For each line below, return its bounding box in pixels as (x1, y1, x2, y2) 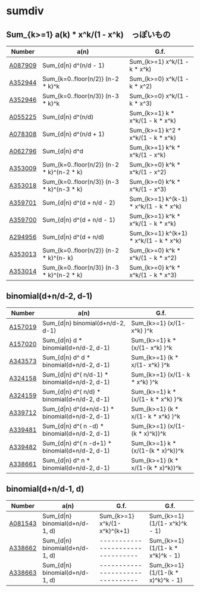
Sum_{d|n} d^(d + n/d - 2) (42, 199, 115, 206)
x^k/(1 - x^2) (129, 168, 167, 176)
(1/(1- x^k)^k (149, 519, 187, 528)
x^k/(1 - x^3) (129, 185, 167, 193)
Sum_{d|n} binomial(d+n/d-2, (42, 319, 126, 327)
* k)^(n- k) (42, 254, 73, 262)
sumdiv (6, 4, 44, 18)
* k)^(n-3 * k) (42, 185, 83, 193)
